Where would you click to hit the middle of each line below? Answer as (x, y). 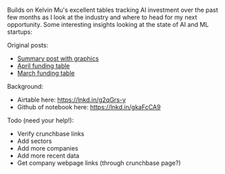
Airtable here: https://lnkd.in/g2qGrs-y (71, 100)
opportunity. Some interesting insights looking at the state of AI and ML (108, 24)
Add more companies (47, 148)
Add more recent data (48, 155)
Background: (25, 86)
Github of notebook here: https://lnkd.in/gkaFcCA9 (89, 107)
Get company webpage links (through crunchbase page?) (99, 163)
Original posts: (28, 45)
